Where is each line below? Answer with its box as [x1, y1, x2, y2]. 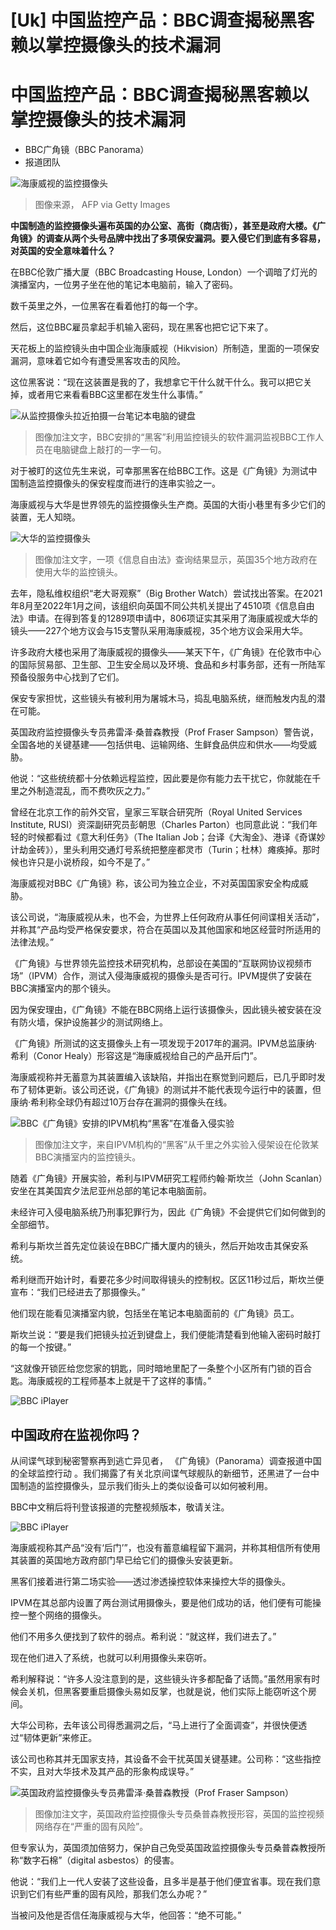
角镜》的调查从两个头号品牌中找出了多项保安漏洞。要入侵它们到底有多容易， [10, 232, 326, 245]
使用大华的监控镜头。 [34, 566, 123, 578]
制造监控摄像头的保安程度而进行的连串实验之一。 [18, 477, 221, 490]
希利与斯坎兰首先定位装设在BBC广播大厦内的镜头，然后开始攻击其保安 [10, 1240, 300, 1252]
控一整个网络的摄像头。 [10, 1609, 107, 1621]
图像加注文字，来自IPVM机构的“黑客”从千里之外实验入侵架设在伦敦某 [34, 1139, 320, 1151]
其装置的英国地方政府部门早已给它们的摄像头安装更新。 [10, 1554, 238, 1566]
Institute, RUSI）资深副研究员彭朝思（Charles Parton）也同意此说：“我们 [10, 819, 310, 831]
